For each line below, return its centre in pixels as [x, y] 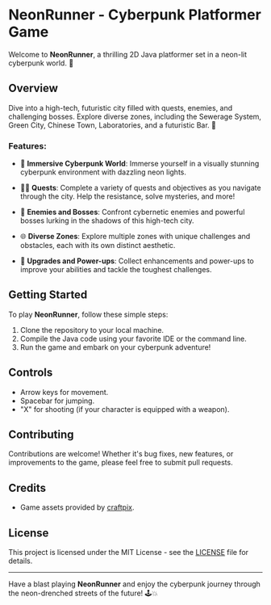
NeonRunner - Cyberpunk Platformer [135, 15]
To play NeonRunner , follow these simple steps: [88, 314]
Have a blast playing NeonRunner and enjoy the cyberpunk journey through [134, 584]
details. [21, 561]
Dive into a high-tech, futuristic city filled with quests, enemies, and [121, 107]
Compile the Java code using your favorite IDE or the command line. [133, 338]
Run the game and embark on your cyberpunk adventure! [115, 347]
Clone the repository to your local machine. [92, 330]
